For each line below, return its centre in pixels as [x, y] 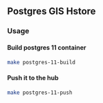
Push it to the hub [33, 77]
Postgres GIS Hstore [51, 11]
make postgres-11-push [40, 93]
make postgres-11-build [41, 62]
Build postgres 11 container [47, 47]
